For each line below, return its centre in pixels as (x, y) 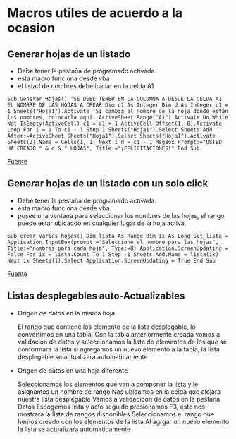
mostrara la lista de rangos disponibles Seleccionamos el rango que (116, 414)
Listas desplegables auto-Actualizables (96, 296)
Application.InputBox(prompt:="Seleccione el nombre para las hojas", (113, 242)
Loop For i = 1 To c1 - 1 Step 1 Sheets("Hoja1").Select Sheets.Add (110, 130)
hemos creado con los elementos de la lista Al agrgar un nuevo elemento (123, 421)
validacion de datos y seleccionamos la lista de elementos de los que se (122, 342)
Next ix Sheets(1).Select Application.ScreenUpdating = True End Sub (112, 260)
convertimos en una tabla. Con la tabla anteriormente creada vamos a (119, 334)
